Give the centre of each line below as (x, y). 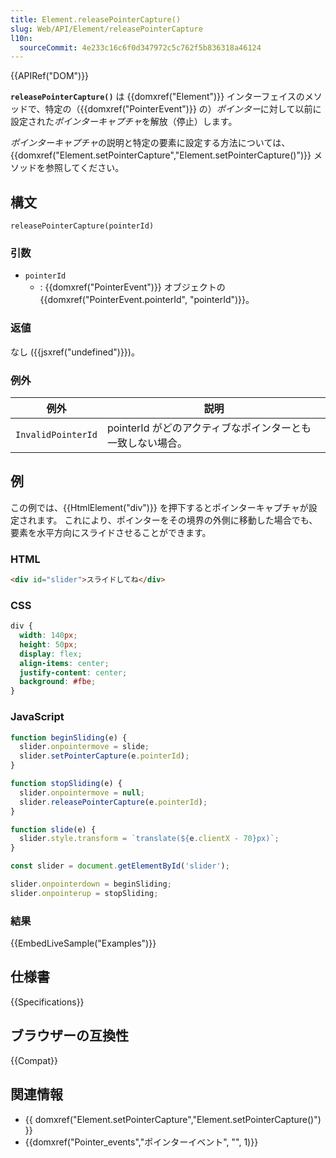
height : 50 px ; (48, 644)
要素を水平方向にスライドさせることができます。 (111, 532)
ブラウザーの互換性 (69, 1036)
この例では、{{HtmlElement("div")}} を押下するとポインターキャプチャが (159, 507)
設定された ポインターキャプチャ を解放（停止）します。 (124, 122)
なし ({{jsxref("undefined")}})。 (75, 352)
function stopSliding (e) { (66, 784)
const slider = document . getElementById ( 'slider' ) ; (120, 866)
